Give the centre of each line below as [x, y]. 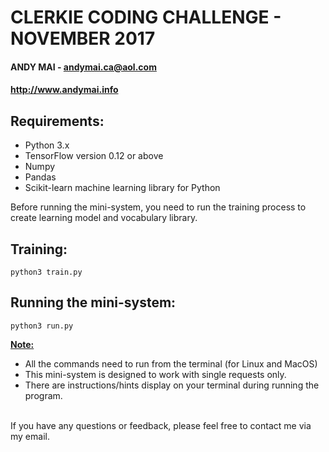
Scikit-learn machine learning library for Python [122, 188]
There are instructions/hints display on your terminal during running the [172, 385]
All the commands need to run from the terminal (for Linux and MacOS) [171, 363]
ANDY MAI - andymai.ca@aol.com [83, 67]
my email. [30, 436]
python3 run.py [42, 326]
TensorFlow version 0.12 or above [94, 156]
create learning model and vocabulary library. [104, 218]
